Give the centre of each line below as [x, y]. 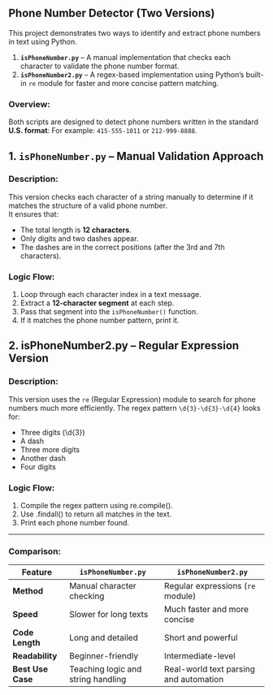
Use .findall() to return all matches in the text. [96, 514]
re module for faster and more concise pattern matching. [123, 83]
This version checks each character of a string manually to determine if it [131, 196]
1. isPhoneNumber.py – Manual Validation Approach [136, 156]
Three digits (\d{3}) [52, 432]
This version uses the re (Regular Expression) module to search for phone [132, 399]
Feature [37, 572]
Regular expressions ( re [210, 586]
